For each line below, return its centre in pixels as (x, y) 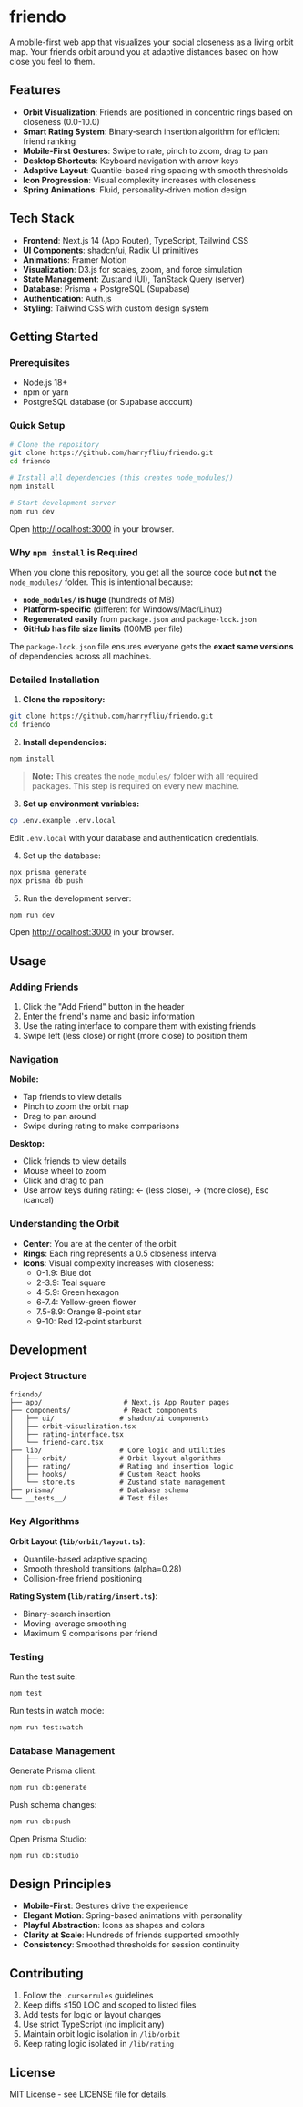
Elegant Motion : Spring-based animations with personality (132, 1915)
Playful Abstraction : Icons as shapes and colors (113, 1925)
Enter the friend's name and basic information (109, 1017)
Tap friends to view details (72, 1097)
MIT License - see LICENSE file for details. (89, 2094)
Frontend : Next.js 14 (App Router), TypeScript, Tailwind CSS (135, 240)
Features (35, 90)
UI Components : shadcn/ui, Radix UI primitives (111, 250)
